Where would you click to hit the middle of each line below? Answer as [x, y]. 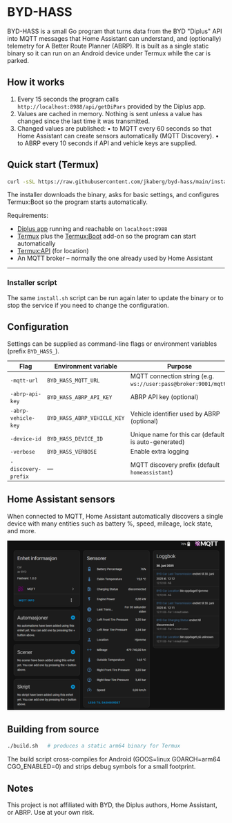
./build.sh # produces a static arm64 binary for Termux [94, 746]
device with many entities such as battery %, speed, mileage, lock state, [110, 524]
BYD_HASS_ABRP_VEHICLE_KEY [86, 418]
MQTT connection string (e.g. [172, 376]
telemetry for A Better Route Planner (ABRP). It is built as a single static [108, 46]
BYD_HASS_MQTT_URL [74, 380]
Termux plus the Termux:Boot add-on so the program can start [107, 237]
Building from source [53, 729]
